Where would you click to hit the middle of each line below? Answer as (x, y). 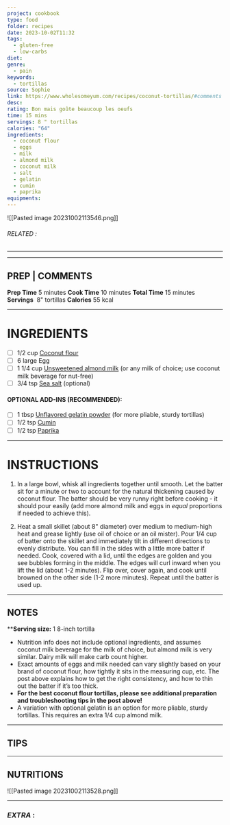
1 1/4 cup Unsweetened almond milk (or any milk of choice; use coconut (118, 368)
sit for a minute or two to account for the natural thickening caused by (115, 491)
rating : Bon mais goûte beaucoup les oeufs (70, 109)
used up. (29, 584)
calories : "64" (29, 128)
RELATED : (22, 233)
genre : (16, 64)
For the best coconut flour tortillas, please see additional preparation (117, 693)
